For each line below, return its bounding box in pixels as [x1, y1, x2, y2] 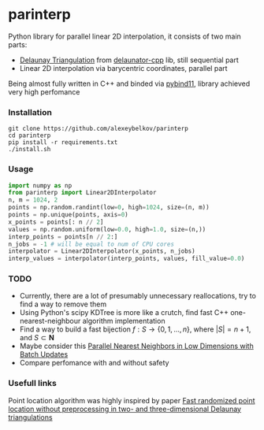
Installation [8, 106, 53, 117]
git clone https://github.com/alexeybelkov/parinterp [8, 124, 189, 133]
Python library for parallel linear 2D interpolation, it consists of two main [8, 32, 242, 41]
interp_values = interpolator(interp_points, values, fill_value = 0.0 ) [8, 254, 245, 263]
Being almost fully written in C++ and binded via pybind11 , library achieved [8, 79, 251, 88]
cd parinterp [8, 132, 51, 139]
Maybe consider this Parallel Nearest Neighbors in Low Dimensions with [19, 341, 254, 351]
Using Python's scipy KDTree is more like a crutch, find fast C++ [19, 308, 229, 317]
